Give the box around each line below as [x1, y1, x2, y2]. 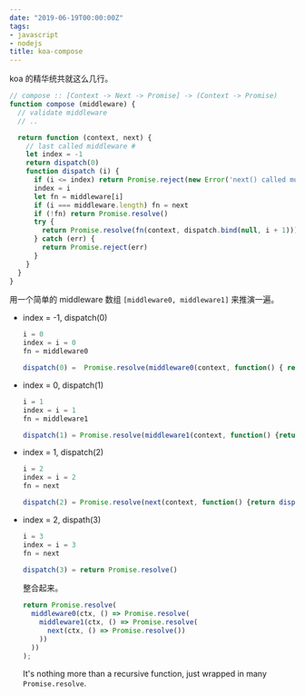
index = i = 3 [22, 540, 76, 550]
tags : [9, 22, 30, 31]
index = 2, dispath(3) [22, 514, 102, 525]
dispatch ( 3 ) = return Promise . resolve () [22, 565, 178, 574]
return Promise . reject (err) [42, 243, 148, 252]
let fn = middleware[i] [33, 192, 124, 201]
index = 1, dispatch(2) [22, 447, 104, 458]
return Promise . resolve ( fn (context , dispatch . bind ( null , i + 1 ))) [42, 226, 299, 235]
